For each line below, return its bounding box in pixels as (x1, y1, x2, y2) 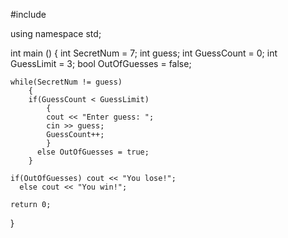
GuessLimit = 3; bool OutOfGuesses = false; (10, 58, 192, 69)
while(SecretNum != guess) (10, 77, 123, 87)
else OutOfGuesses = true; (36, 147, 150, 157)
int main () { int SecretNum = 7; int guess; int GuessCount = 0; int (10, 47, 278, 59)
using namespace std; (10, 28, 102, 39)
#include (10, 9, 47, 20)
